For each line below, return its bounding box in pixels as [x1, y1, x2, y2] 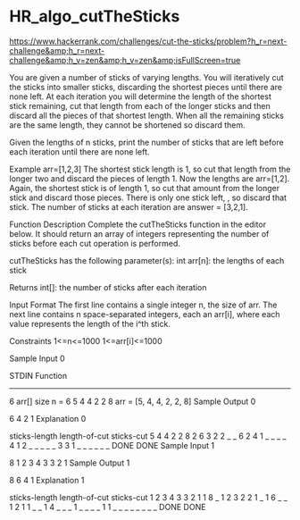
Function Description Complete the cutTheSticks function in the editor [9, 219, 266, 230]
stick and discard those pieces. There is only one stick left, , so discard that [9, 192, 287, 203]
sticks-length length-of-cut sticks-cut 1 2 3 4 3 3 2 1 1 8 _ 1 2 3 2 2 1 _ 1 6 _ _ [9, 491, 287, 502]
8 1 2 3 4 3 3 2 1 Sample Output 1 [9, 457, 130, 468]
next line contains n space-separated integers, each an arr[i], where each [9, 308, 280, 319]
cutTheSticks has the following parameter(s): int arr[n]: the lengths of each [9, 255, 285, 265]
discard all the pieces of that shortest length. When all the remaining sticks [9, 110, 284, 121]
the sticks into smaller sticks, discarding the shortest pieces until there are [9, 81, 283, 92]
